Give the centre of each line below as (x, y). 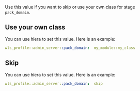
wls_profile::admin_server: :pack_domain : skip (54, 83)
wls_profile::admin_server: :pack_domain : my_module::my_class (70, 48)
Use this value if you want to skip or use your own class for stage (70, 7)
